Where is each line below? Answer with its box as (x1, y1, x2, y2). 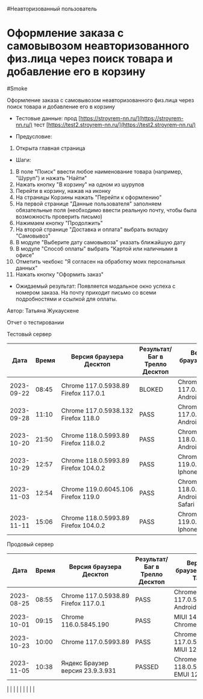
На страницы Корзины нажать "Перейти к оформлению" (15, 193, 162, 201)
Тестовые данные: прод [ (15, 114, 81, 122)
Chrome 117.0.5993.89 (61, 637, 130, 646)
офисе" (15, 251, 35, 259)
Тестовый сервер (7, 330, 52, 337)
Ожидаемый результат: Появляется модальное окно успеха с (15, 282, 176, 290)
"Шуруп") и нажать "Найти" (15, 174, 87, 181)
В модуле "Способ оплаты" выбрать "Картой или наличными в (15, 245, 178, 252)
